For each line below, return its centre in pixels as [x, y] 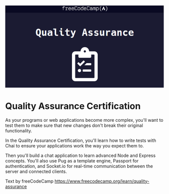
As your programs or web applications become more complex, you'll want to [84, 120]
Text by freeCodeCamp [29, 181]
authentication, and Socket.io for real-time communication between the [79, 166]
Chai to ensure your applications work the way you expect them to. [75, 145]
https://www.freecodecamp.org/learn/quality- [102, 181]
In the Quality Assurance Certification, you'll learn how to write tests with [81, 140]
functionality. [19, 130]
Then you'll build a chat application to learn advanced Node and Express [80, 155]
